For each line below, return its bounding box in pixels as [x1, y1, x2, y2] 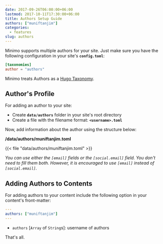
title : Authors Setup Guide [5, 16, 62, 21]
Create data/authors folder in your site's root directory [12, 112, 122, 118]
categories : [5, 25, 29, 30]
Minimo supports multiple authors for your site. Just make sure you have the [5, 47, 159, 54]
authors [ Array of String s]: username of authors [12, 225, 110, 230]
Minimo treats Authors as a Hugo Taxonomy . [5, 75, 94, 81]
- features [9, 30, 32, 35]
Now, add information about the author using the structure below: [5, 127, 137, 132]
